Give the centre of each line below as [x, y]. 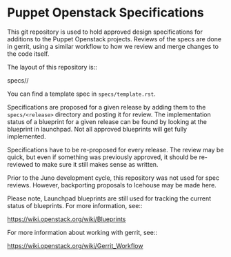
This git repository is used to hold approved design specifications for [105, 32]
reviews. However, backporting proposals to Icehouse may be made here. [112, 185]
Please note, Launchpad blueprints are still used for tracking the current [109, 198]
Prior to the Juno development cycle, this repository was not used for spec [113, 178]
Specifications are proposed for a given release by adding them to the [107, 107]
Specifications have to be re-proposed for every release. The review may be [115, 150]
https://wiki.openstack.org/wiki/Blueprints [67, 219]
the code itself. [28, 54]
